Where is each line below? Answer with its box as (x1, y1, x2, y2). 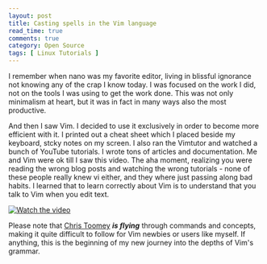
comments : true (8, 34, 60, 43)
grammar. (8, 246, 40, 256)
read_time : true (8, 27, 63, 35)
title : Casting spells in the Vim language (8, 19, 157, 27)
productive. (8, 105, 47, 115)
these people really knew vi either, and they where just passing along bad (8, 172, 252, 182)
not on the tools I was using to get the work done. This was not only (8, 89, 234, 97)
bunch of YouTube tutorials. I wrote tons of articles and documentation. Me (8, 146, 258, 156)
